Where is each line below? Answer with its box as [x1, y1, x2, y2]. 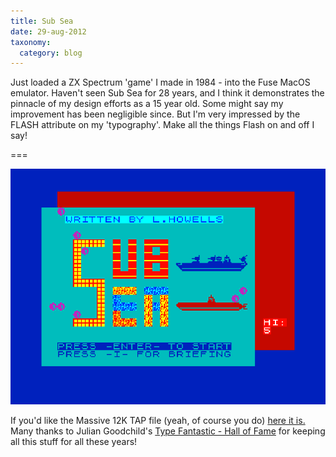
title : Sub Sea [10, 16, 74, 26]
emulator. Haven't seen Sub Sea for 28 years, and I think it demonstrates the [10, 87, 325, 99]
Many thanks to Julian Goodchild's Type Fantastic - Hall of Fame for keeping [10, 425, 326, 437]
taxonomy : [10, 37, 52, 47]
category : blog [19, 48, 83, 58]
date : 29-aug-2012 [10, 26, 87, 37]
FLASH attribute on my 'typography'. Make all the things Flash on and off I [10, 119, 315, 131]
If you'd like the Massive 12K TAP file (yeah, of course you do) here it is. [10, 415, 306, 427]
